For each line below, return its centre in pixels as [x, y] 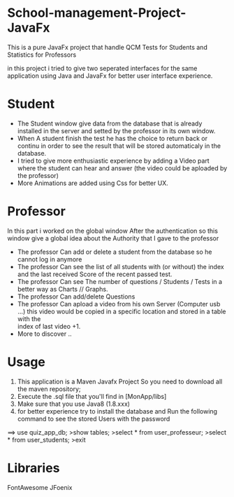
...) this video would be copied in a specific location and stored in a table [122, 311]
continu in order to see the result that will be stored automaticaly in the [119, 146]
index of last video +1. [49, 326]
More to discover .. [44, 334]
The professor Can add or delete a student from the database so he [115, 252]
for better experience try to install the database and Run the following [117, 411]
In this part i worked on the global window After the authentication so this [113, 231]
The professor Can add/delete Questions [76, 297]
